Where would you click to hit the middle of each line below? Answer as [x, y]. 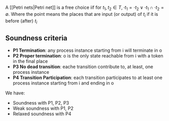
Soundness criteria [36, 38]
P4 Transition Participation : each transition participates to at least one [88, 78]
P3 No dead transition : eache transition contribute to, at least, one [83, 67]
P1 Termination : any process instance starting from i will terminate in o [87, 50]
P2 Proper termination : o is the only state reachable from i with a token [88, 56]
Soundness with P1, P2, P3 [41, 103]
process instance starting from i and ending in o [63, 83]
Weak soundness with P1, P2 [43, 108]
